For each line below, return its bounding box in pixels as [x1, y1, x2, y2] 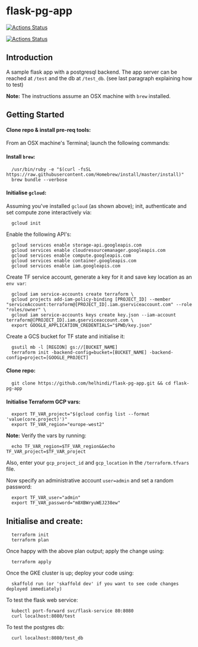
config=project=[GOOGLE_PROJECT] [6, 355, 89, 361]
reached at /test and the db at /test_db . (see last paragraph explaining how [6, 74, 193, 81]
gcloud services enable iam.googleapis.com [11, 263, 120, 269]
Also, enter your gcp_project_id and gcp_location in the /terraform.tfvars [6, 459, 190, 466]
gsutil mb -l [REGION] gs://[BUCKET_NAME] [11, 344, 118, 350]
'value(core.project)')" [6, 416, 68, 422]
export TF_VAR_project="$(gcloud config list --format [11, 411, 150, 417]
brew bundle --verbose [11, 176, 68, 182]
